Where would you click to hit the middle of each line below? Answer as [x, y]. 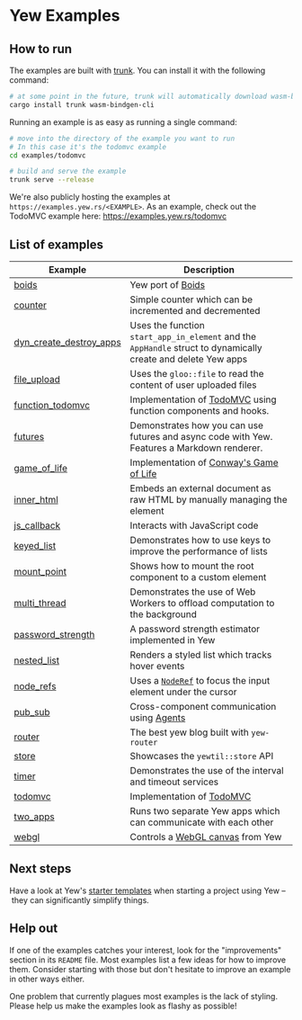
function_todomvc [52, 405]
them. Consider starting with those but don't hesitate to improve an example [150, 969]
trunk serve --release [52, 180]
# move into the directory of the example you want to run [122, 139]
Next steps [40, 869]
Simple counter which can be [191, 300]
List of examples [56, 244]
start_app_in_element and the [193, 336]
